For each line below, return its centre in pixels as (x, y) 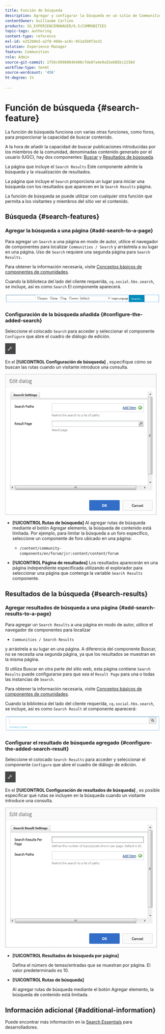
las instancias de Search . (30, 679)
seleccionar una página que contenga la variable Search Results (77, 573)
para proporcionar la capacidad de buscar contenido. (59, 137)
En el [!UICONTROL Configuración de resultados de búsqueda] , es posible (82, 790)
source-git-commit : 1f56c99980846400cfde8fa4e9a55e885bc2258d (70, 62)
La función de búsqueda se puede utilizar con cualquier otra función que (79, 196)
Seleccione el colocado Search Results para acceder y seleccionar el (75, 759)
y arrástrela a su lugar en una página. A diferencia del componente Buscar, (81, 649)
